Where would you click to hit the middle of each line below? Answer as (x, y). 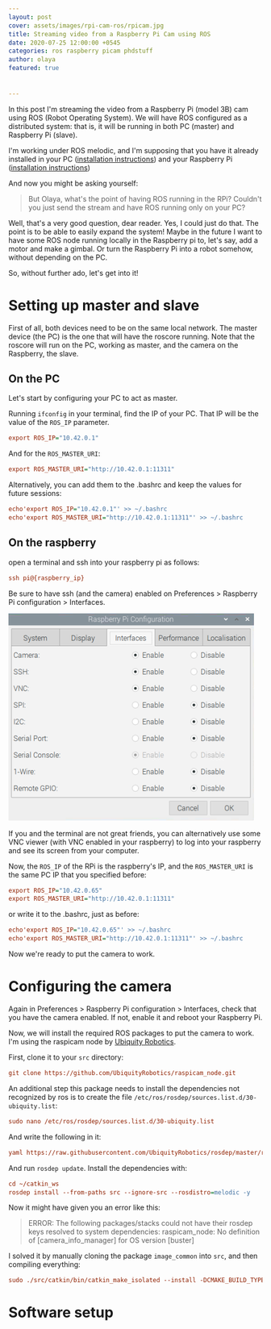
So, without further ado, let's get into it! (73, 273)
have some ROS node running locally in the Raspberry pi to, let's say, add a (133, 240)
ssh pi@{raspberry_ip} (46, 578)
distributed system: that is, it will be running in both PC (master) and (121, 126)
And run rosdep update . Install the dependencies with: (98, 1168)
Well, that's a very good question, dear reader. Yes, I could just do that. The (134, 223)
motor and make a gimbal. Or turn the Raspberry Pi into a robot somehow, (131, 248)
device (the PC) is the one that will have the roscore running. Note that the (132, 336)
